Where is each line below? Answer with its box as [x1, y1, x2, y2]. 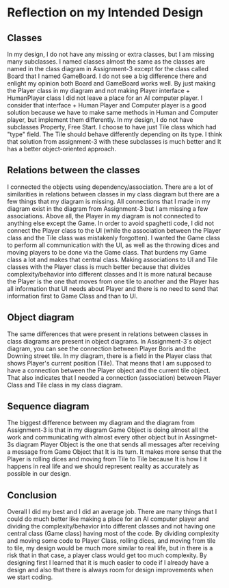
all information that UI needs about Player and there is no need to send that [7, 284, 219, 292]
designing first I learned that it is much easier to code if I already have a [7, 559, 209, 567]
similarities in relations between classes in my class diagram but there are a [7, 190, 220, 198]
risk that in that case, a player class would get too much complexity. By [7, 551, 207, 559]
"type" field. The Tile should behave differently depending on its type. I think [7, 130, 223, 138]
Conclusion [7, 489, 57, 501]
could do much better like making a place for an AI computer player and [7, 515, 209, 523]
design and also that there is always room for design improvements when [7, 566, 214, 574]
